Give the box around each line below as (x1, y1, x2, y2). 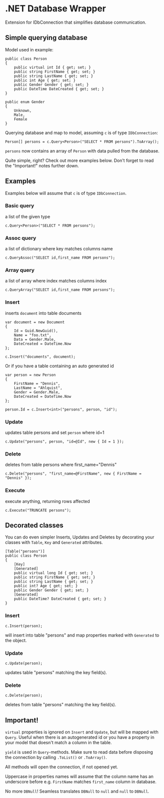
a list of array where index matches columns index (5, 278, 107, 284)
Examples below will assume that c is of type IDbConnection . (5, 190, 127, 196)
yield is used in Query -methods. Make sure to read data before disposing (5, 749, 153, 755)
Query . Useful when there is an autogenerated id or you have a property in (5, 734, 155, 740)
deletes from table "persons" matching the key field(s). (5, 702, 116, 708)
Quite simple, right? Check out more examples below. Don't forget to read (5, 157, 154, 163)
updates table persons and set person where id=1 (5, 430, 105, 436)
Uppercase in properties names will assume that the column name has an (5, 773, 154, 780)
